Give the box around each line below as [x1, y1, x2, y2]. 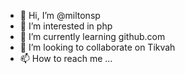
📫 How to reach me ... [19, 53, 113, 64]
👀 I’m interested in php [19, 20, 113, 32]
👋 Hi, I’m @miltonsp [19, 10, 101, 21]
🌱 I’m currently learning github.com [19, 31, 166, 42]
